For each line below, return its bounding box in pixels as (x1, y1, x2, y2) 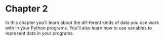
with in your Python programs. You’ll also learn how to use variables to (5, 24, 152, 30)
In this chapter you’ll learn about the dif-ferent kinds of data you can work (5, 19, 159, 25)
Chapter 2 (5, 3, 48, 14)
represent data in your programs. (5, 30, 74, 36)
